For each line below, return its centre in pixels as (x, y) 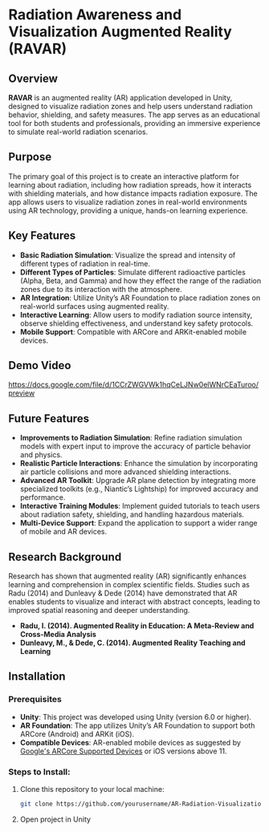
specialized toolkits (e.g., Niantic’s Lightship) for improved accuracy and (139, 489)
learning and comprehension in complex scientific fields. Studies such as (129, 585)
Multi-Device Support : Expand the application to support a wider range (139, 523)
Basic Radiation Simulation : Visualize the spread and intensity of (128, 255)
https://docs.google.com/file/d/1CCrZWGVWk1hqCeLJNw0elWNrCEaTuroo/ (134, 385)
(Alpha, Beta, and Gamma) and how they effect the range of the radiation (141, 280)
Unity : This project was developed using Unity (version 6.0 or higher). (135, 716)
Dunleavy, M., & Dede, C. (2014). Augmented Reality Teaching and (133, 643)
